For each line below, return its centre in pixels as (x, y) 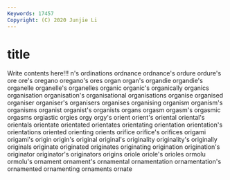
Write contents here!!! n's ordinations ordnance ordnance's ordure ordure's (114, 73)
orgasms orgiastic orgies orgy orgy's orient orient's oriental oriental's (106, 118)
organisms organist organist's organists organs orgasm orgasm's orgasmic (114, 110)
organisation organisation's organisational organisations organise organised (115, 96)
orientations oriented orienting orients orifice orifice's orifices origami (107, 132)
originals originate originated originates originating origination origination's (114, 147)
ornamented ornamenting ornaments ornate (70, 169)
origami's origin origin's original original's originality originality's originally (113, 140)
